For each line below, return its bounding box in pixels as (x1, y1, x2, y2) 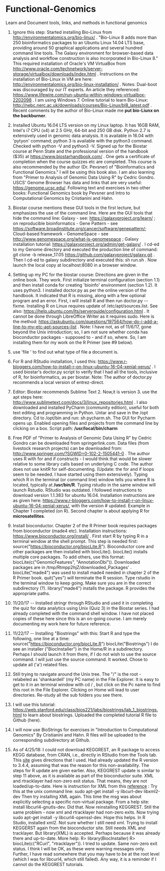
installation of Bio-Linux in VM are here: (12, 76, 93, 82)
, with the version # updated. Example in (69, 502, 150, 509)
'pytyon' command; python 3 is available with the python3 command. (12, 137, 153, 143)
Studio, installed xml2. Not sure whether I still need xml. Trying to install (12, 819, 158, 825)
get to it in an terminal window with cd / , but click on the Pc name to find (12, 681, 161, 687)
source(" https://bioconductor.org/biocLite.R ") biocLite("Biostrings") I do (12, 641, 159, 647)
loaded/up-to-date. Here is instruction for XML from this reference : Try (12, 783, 158, 789)
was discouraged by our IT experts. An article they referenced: (12, 86, 140, 92)
